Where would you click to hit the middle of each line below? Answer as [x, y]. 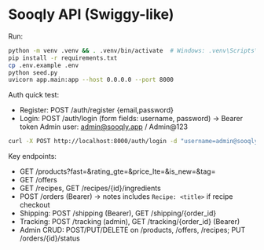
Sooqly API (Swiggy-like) [91, 15]
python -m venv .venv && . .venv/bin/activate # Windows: [107, 50]
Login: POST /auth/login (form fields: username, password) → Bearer [131, 119]
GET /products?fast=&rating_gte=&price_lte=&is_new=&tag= [117, 171]
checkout [35, 205]
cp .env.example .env [44, 65]
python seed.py [33, 72]
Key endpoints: [33, 156]
